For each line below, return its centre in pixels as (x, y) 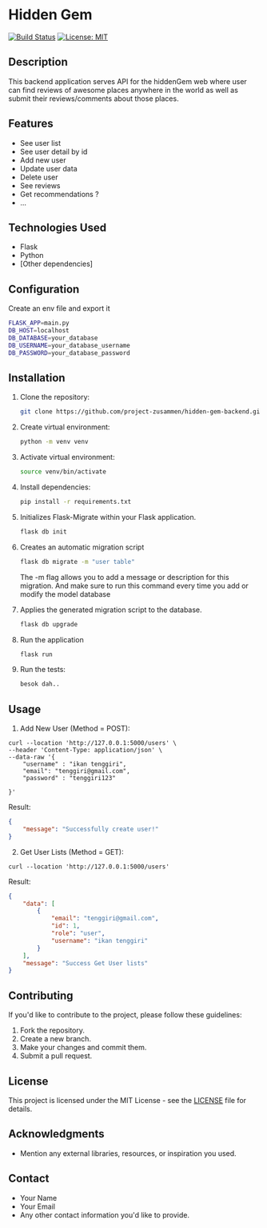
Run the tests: (43, 670)
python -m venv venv (54, 442)
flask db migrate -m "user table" (77, 562)
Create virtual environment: (65, 427)
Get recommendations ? (60, 194)
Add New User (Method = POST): (75, 729)
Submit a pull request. (56, 1056)
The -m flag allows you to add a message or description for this (124, 577)
